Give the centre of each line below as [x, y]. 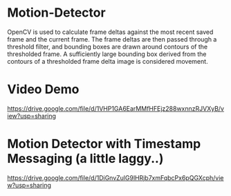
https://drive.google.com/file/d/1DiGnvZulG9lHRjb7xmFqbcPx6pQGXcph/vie [115, 177]
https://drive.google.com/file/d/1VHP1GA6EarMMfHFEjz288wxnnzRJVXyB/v [116, 108]
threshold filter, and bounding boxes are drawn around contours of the [108, 46]
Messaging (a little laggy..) [85, 159]
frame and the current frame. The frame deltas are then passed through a [112, 39]
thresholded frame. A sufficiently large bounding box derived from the [107, 54]
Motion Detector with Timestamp [104, 144]
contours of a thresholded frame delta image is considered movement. [108, 61]
